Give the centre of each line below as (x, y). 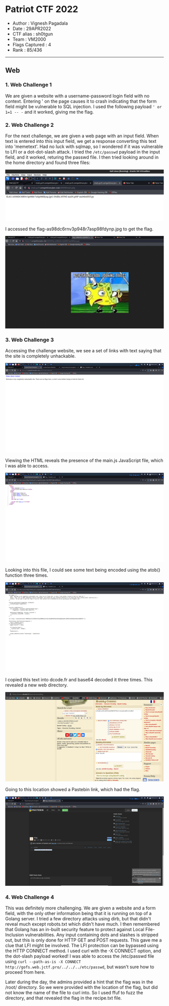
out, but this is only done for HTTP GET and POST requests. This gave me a (83, 940)
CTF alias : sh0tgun (33, 34)
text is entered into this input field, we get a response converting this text (81, 141)
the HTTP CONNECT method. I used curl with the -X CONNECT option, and (83, 951)
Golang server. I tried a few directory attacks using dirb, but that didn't (78, 919)
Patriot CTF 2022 (42, 9)
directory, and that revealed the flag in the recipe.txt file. (64, 998)
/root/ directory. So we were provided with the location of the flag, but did (81, 987)
